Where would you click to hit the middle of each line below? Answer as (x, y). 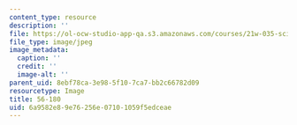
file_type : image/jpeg (51, 42)
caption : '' (39, 58)
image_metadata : (39, 50)
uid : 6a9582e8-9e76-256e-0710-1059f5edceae (91, 107)
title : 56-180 (35, 99)
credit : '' (37, 67)
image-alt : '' (43, 75)
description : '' (39, 26)
